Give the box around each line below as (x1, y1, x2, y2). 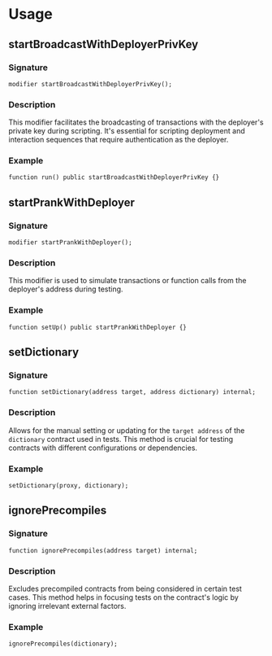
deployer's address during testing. (8, 284, 123, 294)
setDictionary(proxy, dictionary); (8, 482, 129, 490)
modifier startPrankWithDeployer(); (8, 238, 132, 247)
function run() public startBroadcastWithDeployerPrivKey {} (8, 173, 220, 181)
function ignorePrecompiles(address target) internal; (8, 546, 198, 554)
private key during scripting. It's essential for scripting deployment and (8, 126, 245, 136)
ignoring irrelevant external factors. (8, 601, 127, 611)
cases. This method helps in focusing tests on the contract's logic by (8, 593, 240, 602)
